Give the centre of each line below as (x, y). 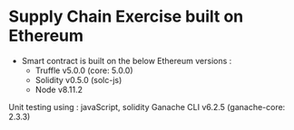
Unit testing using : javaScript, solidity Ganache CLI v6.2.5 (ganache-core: (147, 107)
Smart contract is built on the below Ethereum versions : (127, 60)
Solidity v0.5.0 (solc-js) (78, 79)
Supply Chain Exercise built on (126, 17)
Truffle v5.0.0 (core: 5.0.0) (84, 70)
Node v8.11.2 (59, 89)
